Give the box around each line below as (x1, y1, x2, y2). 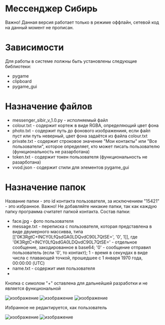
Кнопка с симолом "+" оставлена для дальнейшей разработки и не (5, 280, 148, 286)
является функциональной (5, 285, 61, 291)
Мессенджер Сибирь (5, 3, 98, 14)
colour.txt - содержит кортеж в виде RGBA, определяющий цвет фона (12, 122, 159, 128)
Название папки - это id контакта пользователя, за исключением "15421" (5, 198, 160, 204)
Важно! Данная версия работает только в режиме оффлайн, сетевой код (5, 19, 159, 25)
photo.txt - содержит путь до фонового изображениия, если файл (12, 127, 151, 133)
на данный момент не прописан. (5, 24, 74, 30)
